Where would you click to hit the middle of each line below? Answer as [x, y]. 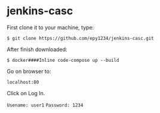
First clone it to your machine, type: [50, 27]
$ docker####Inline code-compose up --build [63, 60]
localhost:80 [23, 82]
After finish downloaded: [37, 49]
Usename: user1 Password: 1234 [45, 105]
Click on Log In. [26, 93]
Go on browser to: [29, 71]
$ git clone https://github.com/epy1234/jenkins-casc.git [80, 38]
